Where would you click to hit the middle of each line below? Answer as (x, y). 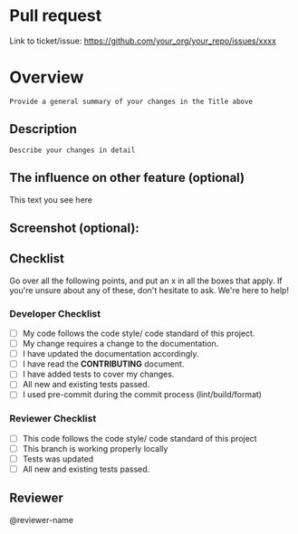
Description (43, 129)
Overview (47, 77)
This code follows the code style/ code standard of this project (139, 438)
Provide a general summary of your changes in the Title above (131, 101)
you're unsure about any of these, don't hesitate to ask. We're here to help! (149, 290)
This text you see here (51, 199)
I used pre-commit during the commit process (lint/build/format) (142, 395)
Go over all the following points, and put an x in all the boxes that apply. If (146, 281)
